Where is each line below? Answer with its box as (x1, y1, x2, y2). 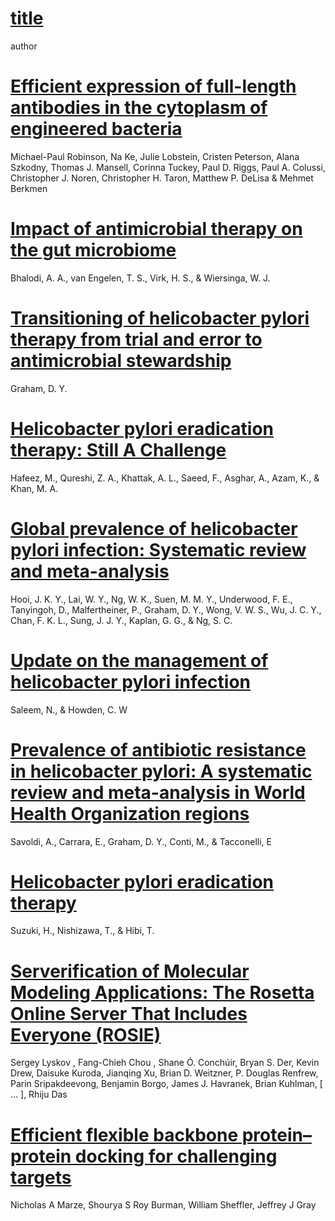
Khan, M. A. (10, 482, 59, 494)
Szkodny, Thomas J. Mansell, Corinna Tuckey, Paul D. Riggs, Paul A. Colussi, (10, 161, 326, 173)
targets (10, 1166, 72, 1189)
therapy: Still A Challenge (10, 438, 227, 461)
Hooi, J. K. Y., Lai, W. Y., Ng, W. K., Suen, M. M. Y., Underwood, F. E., (10, 593, 293, 605)
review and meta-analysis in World (10, 781, 306, 804)
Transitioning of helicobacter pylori (10, 307, 310, 329)
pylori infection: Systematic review (10, 538, 307, 561)
